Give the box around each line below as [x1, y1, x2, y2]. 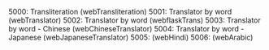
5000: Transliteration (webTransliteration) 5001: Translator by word [8, 7, 232, 16]
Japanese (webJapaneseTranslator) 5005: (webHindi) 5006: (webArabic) [8, 32, 254, 42]
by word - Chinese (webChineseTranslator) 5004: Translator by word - [8, 24, 245, 33]
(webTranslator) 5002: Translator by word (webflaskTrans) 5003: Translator [8, 15, 262, 25]
